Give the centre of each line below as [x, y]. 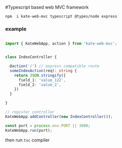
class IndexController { [31, 57]
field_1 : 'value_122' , [42, 80]
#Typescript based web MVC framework [47, 7]
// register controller [30, 112]
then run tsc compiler [27, 140]
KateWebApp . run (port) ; [29, 130]
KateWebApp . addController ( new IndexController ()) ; [59, 116]
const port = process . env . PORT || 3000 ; [48, 125]
